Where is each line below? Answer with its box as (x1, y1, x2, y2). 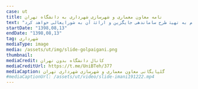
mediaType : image (6, 42, 49, 47)
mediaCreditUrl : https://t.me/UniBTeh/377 (6, 63, 112, 69)
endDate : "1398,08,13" (6, 30, 62, 36)
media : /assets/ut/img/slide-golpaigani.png (6, 47, 118, 53)
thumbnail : (6, 52, 33, 58)
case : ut (6, 8, 28, 15)
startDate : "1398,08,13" (6, 25, 67, 31)
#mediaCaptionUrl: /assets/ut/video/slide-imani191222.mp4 (6, 74, 155, 80)
